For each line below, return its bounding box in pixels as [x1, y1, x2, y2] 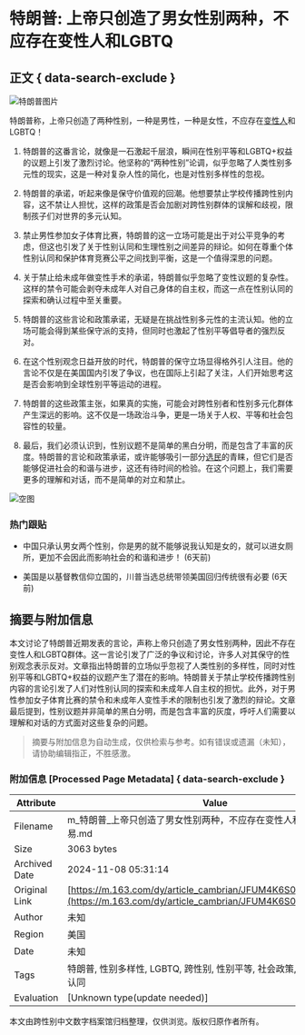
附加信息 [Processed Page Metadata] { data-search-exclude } [9, 773, 286, 786]
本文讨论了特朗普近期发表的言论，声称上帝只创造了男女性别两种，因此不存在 [9, 638, 296, 649]
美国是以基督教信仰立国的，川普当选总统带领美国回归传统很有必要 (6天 [22, 572, 288, 582]
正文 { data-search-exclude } [9, 70, 176, 85]
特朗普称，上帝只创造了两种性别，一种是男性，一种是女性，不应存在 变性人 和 [9, 115, 296, 125]
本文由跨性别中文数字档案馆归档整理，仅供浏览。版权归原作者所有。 [9, 1016, 264, 1027]
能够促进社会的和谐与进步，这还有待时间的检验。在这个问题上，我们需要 [22, 463, 293, 473]
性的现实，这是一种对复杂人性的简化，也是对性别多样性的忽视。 [30, 169, 270, 179]
